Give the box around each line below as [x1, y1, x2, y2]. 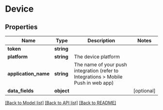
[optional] [133, 88, 156, 94]
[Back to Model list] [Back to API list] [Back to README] [5, 100, 116, 106]
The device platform [74, 54, 120, 60]
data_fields [7, 88, 34, 94]
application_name [7, 71, 50, 77]
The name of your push [74, 61, 128, 68]
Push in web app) [74, 79, 114, 86]
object [54, 88, 69, 94]
